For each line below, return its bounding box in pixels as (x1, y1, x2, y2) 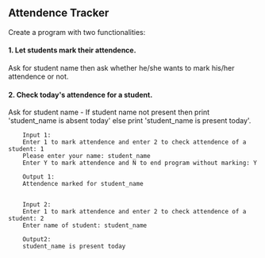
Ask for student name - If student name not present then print (8, 107, 210, 117)
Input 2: (22, 201, 52, 209)
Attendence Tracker (8, 6, 109, 20)
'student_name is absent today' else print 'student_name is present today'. (8, 116, 252, 125)
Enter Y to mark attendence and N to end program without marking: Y (22, 159, 258, 168)
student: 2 (8, 214, 44, 223)
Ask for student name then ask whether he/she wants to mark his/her (8, 64, 235, 73)
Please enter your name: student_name (22, 152, 151, 160)
